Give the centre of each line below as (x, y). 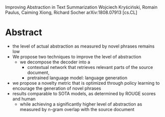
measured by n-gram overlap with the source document (77, 109)
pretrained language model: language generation (77, 78)
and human (24, 99)
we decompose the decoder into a (55, 62)
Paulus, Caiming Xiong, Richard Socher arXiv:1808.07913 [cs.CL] (71, 12)
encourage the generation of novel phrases (57, 88)
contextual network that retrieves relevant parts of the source (90, 67)
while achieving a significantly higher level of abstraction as (81, 104)
